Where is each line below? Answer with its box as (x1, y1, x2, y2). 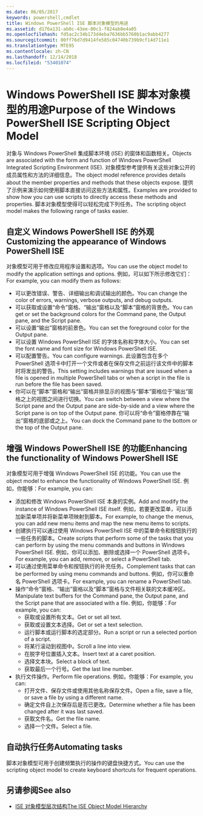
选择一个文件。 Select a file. (24, 723, 93, 730)
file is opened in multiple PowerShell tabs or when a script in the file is (15, 374, 190, 382)
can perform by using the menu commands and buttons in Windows (15, 541, 185, 549)
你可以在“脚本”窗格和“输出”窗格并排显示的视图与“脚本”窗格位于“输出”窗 (15, 388, 194, 395)
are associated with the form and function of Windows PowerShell (6, 157, 171, 164)
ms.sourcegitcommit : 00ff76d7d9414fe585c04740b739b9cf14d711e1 (6, 37, 170, 43)
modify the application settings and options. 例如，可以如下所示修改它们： (6, 271, 192, 278)
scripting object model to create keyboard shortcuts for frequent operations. (6, 766, 197, 774)
